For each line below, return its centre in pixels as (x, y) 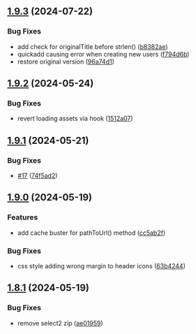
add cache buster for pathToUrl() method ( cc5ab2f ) (91, 233)
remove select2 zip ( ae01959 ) (60, 323)
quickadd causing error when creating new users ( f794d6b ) (103, 54)
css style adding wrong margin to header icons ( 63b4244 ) (101, 266)
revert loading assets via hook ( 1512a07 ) (75, 119)
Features (23, 217)
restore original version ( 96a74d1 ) (66, 61)
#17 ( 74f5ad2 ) (37, 176)
